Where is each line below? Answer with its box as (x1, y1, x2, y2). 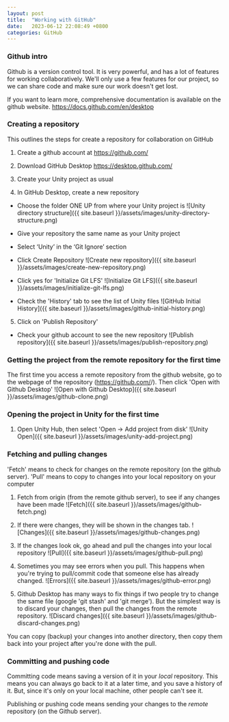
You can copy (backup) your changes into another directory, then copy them (7, 632, 223, 640)
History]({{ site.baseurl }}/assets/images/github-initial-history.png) (16, 304, 206, 312)
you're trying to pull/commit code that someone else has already (16, 569, 200, 577)
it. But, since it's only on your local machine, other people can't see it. (7, 686, 204, 695)
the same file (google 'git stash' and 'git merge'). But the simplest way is (16, 597, 221, 605)
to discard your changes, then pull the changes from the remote (16, 604, 197, 612)
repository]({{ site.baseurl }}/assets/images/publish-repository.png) (16, 338, 208, 346)
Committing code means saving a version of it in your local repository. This (7, 672, 219, 680)
